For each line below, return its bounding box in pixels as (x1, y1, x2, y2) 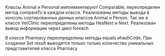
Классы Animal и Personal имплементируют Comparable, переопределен (5, 4, 161, 10)
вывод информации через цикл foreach (5, 25, 89, 31)
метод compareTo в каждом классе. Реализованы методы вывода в (5, 9, 150, 15)
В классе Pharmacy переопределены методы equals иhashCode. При (5, 35, 152, 41)
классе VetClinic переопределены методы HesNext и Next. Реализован (5, 20, 156, 26)
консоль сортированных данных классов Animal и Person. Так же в (5, 15, 148, 20)
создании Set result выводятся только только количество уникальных (5, 40, 154, 46)
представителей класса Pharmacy (5, 46, 78, 51)
